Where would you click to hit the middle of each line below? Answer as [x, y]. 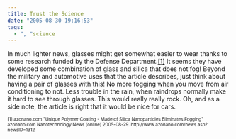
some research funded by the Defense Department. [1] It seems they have [114, 62]
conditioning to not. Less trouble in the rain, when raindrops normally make [117, 91]
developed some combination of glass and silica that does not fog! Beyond [116, 69]
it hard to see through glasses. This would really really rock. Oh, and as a [113, 99]
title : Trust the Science [45, 14]
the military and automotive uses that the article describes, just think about [116, 77]
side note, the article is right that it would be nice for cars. [91, 106]
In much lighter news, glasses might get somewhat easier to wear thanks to [118, 54]
